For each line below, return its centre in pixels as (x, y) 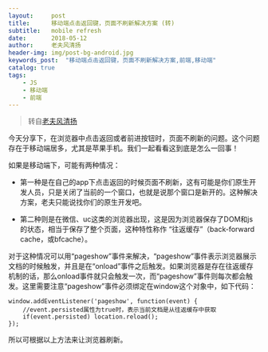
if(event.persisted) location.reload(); (91, 317)
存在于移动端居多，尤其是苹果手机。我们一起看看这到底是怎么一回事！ (124, 148)
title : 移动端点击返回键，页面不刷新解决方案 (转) (92, 23)
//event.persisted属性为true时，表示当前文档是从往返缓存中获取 (120, 310)
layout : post (37, 16)
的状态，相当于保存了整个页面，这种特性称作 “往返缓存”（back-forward (137, 230)
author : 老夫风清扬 (45, 46)
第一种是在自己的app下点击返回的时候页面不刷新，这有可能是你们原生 (134, 182)
